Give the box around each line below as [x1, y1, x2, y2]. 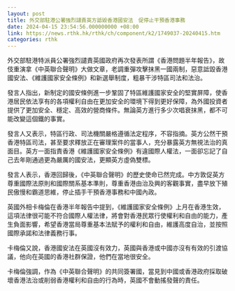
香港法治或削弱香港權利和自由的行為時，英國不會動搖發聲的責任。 [13, 276, 204, 285]
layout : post [7, 10, 45, 17]
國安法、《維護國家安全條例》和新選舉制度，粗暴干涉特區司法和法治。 [7, 74, 206, 82]
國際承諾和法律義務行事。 [7, 229, 81, 237]
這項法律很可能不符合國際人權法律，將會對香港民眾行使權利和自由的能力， [7, 211, 222, 220]
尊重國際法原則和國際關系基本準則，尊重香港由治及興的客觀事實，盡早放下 [7, 179, 222, 188]
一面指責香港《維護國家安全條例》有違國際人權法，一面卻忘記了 [37, 147, 222, 156]
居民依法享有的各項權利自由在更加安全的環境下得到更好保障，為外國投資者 [13, 97, 228, 105]
